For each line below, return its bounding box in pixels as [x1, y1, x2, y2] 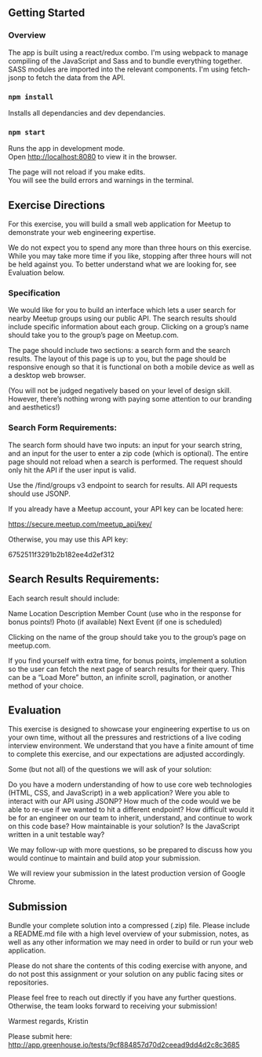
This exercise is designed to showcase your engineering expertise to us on [8, 725, 250, 734]
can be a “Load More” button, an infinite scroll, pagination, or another [8, 672, 232, 682]
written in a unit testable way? [8, 830, 105, 839]
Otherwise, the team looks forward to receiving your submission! [8, 1001, 217, 1011]
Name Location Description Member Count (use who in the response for [8, 608, 242, 618]
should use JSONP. [8, 489, 71, 498]
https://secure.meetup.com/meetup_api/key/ [8, 519, 152, 529]
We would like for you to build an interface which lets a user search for [8, 306, 237, 315]
